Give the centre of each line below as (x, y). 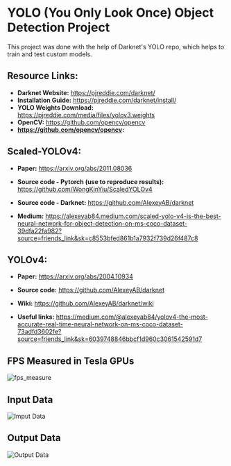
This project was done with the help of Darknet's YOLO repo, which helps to (116, 47)
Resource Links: (43, 76)
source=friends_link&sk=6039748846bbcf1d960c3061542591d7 (110, 339)
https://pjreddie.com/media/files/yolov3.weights (86, 115)
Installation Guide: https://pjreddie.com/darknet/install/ (97, 100)
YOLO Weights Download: (55, 107)
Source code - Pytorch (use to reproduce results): (91, 181)
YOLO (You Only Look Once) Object (110, 13)
